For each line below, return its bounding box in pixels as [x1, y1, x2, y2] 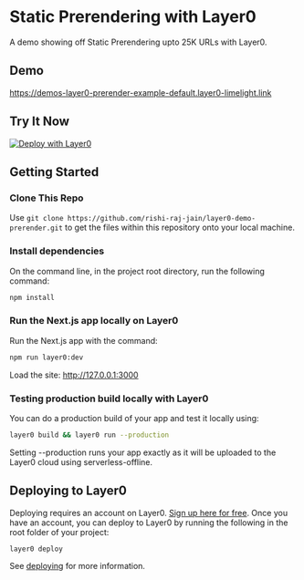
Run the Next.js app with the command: [9, 335, 158, 346]
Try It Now [9, 114, 70, 129]
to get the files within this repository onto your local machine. [65, 222, 295, 233]
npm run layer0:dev [9, 353, 84, 362]
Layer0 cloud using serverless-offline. [9, 456, 153, 467]
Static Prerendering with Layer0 [9, 6, 257, 27]
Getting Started [9, 164, 100, 180]
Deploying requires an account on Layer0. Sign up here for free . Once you [9, 507, 288, 518]
